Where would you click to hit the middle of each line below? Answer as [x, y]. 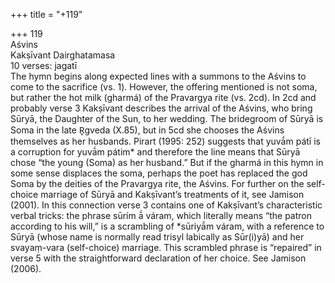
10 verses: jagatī [44, 65]
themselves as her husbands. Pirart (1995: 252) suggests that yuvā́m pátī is [165, 141]
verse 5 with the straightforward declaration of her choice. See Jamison [158, 258]
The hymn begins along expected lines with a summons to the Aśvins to [158, 76]
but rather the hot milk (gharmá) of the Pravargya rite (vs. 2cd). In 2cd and [163, 97]
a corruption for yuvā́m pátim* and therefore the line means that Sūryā [155, 152]
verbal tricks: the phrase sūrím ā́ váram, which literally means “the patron [161, 215]
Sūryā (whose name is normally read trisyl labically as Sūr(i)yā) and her [157, 237]
